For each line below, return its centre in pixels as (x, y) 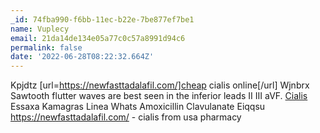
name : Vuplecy (40, 29)
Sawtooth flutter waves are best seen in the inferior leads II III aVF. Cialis (159, 96)
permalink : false (46, 47)
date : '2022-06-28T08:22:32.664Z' (82, 57)
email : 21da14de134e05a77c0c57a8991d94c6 (98, 38)
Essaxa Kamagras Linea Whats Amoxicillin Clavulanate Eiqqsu (138, 107)
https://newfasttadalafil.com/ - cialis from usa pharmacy (126, 117)
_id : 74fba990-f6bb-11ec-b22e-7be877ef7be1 (102, 19)
